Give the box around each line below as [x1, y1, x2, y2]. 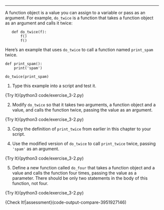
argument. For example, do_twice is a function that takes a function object [5, 15, 154, 21]
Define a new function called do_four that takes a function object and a [12, 165, 155, 170]
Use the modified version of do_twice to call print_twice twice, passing [12, 140, 156, 146]
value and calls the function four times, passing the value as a [12, 170, 137, 176]
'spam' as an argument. [12, 146, 60, 152]
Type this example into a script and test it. [12, 83, 97, 89]
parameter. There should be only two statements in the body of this [12, 175, 148, 181]
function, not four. [12, 181, 49, 186]
